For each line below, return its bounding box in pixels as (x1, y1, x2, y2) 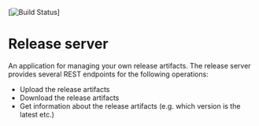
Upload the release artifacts (19, 84, 110, 94)
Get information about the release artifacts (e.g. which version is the (19, 101, 241, 110)
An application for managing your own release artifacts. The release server (8, 61, 251, 70)
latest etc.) (19, 109, 55, 119)
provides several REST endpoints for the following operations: (8, 69, 209, 79)
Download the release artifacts (19, 93, 120, 102)
